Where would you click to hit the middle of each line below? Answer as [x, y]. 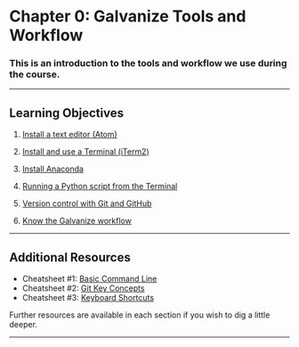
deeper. [24, 325]
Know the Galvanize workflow [77, 221]
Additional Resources [70, 257]
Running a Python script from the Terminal [100, 186]
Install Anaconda [53, 169]
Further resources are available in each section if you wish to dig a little [140, 315]
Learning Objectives [67, 113]
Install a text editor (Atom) [69, 135]
